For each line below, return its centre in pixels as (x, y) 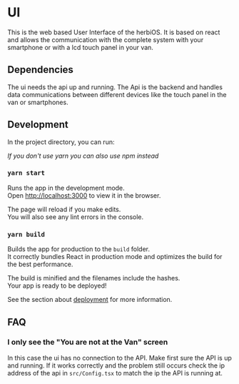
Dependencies (40, 70)
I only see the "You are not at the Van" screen (88, 342)
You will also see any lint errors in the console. (76, 217)
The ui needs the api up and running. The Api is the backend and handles (115, 87)
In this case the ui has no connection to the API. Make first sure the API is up (119, 358)
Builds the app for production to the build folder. (79, 249)
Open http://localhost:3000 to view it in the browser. (84, 195)
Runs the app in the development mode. (66, 188)
